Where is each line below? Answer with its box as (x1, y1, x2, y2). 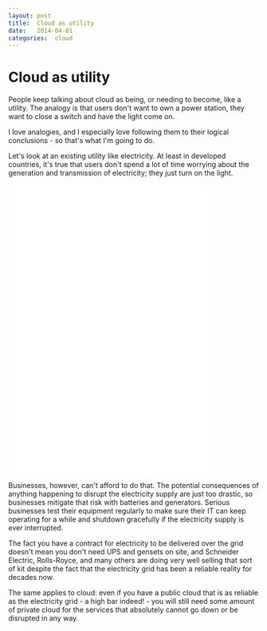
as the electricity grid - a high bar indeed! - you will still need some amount (8, 597, 255, 606)
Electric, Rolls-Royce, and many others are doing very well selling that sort (8, 556, 253, 566)
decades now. (8, 573, 54, 582)
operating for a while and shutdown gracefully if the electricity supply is (8, 514, 245, 524)
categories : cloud (8, 34, 73, 42)
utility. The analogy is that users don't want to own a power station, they (8, 103, 245, 113)
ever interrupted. (8, 523, 64, 533)
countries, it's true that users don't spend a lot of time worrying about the (8, 160, 249, 169)
